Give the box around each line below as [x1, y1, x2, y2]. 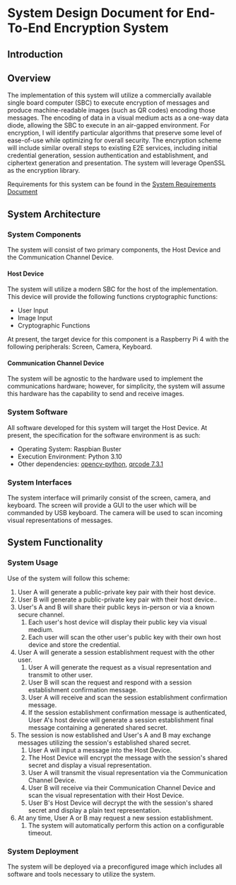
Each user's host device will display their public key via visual [28, 618, 207, 626]
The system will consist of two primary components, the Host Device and [7, 246, 221, 254]
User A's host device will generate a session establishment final [28, 716, 214, 724]
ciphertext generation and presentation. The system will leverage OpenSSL [7, 159, 226, 167]
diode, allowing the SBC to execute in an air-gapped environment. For [7, 121, 210, 130]
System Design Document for [7, 5, 184, 21]
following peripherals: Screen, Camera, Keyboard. [7, 342, 153, 351]
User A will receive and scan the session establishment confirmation [28, 693, 228, 701]
